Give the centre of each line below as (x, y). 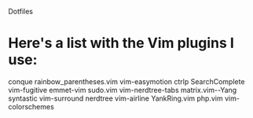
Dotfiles (21, 11)
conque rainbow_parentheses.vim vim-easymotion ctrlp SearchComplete (126, 81)
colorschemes (31, 106)
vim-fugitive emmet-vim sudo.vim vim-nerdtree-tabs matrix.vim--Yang (123, 90)
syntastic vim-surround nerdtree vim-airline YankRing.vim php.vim (115, 98)
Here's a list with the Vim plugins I (121, 43)
